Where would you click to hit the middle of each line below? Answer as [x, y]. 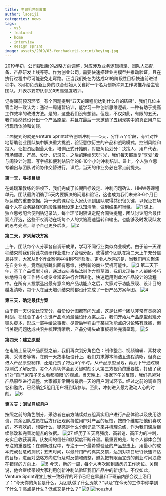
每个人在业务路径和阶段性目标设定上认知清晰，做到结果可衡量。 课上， [81, 207]
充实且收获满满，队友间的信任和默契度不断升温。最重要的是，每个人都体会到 [83, 439]
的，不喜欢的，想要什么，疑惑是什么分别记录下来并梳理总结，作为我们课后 [81, 427]
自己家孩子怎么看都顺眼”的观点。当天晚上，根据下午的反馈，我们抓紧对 [88, 375]
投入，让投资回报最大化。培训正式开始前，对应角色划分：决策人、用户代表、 [83, 148]
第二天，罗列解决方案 [27, 236]
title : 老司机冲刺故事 [26, 10]
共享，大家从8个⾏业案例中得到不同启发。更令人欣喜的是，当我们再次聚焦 [84, 259]
